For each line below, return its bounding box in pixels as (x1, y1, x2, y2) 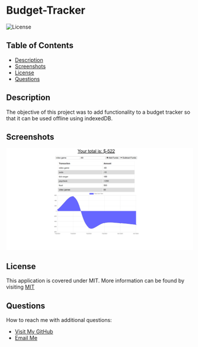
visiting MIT (6, 283, 35, 290)
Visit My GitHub (14, 328, 53, 335)
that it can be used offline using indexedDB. (6, 114, 113, 122)
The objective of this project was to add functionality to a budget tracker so (6, 108, 191, 115)
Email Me (14, 335, 37, 342)
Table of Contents (6, 40, 74, 51)
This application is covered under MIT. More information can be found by (6, 277, 185, 285)
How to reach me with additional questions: (6, 317, 112, 324)
